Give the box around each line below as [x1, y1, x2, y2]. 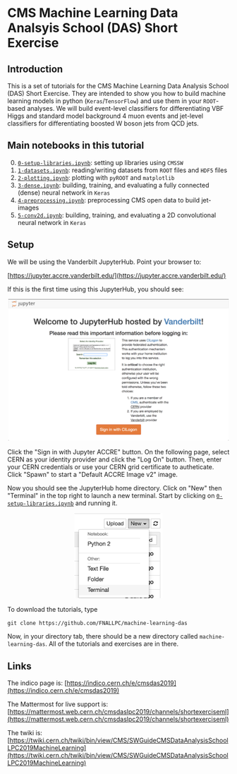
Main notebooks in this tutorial [7, 140, 145, 152]
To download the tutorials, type [7, 605, 98, 614]
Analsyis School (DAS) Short [7, 20, 178, 36]
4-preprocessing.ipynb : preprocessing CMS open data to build [17, 195, 200, 204]
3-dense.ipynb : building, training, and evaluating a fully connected [17, 181, 209, 189]
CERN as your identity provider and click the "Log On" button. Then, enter [7, 455, 222, 464]
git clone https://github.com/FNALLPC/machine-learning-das [7, 619, 188, 627]
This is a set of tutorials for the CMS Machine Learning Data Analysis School [7, 82, 229, 90]
